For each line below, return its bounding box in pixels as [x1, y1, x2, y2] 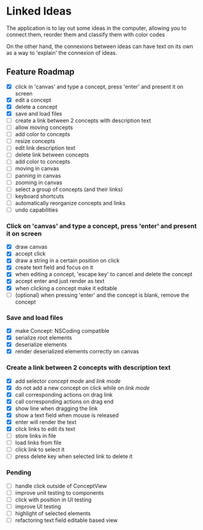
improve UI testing [15, 503, 61, 510]
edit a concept [15, 96, 52, 103]
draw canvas [15, 243, 47, 251]
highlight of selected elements [15, 509, 91, 517]
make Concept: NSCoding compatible [15, 327, 110, 334]
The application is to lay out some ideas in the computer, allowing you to [6, 24, 187, 32]
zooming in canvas [15, 178, 62, 186]
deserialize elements [15, 341, 67, 348]
